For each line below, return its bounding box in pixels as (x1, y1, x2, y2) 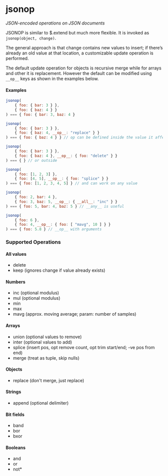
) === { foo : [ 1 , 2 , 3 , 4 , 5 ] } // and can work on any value (5, 181, 138, 186)
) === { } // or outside (5, 158, 57, 163)
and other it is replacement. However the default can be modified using (5, 70, 152, 76)
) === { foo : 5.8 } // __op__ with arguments (5, 227, 102, 232)
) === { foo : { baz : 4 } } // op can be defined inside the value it (5, 135, 154, 140)
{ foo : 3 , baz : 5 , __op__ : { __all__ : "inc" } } (14, 199, 118, 204)
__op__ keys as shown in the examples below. (5, 75, 99, 81)
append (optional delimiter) (12, 400, 69, 406)
